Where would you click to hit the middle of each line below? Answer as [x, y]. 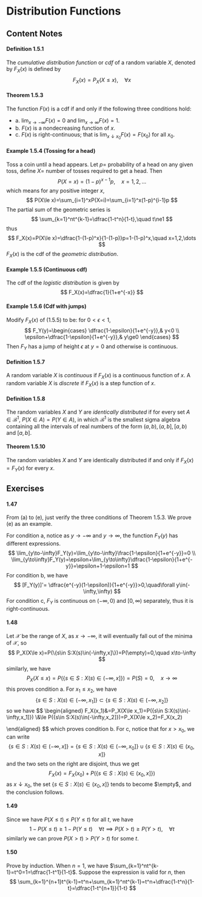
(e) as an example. [29, 524]
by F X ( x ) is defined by [34, 69]
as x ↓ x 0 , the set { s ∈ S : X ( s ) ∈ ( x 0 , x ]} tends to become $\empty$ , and [99, 785]
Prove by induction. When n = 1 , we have [58, 865]
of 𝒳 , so [17, 643]
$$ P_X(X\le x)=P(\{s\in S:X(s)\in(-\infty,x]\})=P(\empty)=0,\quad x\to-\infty [102, 653]
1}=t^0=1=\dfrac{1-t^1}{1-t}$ [41, 872]
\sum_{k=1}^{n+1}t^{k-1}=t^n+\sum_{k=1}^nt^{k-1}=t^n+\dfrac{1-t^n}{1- [106, 881]
